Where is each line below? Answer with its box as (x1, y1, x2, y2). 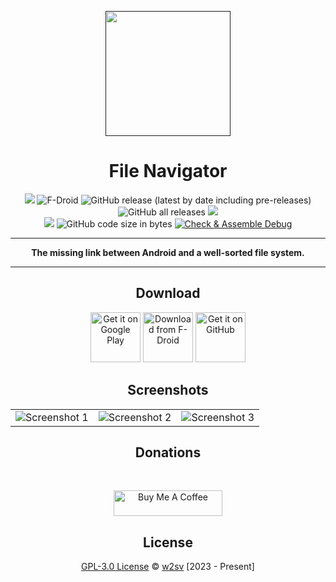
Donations (134, 444, 202, 461)
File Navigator (108, 160, 228, 183)
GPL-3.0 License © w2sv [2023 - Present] (81, 561, 255, 573)
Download (135, 285, 201, 302)
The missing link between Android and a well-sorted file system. (31, 246, 305, 258)
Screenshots (127, 382, 209, 399)
